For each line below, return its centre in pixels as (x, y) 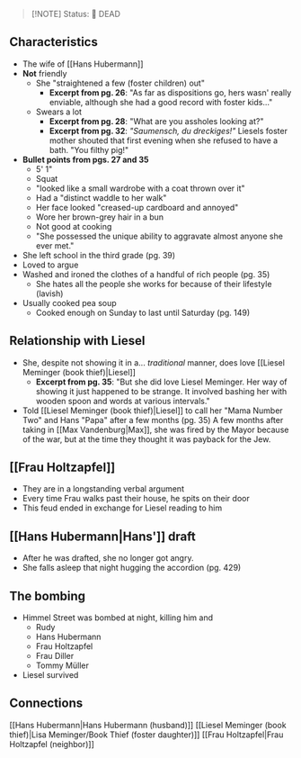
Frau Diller (55, 656)
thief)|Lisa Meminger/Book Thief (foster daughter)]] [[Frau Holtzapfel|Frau (146, 735)
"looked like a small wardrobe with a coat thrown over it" (140, 188)
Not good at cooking (74, 226)
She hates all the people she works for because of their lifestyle (154, 284)
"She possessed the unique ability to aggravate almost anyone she (159, 236)
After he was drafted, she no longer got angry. (108, 558)
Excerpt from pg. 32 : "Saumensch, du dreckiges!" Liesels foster (168, 131)
